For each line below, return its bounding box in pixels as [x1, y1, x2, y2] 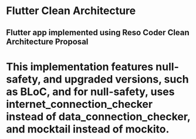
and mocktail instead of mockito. [6, 122, 170, 135]
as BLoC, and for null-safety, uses [6, 85, 175, 98]
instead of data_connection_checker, [6, 110, 191, 123]
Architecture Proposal [6, 36, 89, 46]
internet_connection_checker [6, 97, 153, 111]
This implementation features [6, 60, 154, 73]
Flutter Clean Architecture [6, 4, 136, 18]
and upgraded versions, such [43, 72, 189, 86]
